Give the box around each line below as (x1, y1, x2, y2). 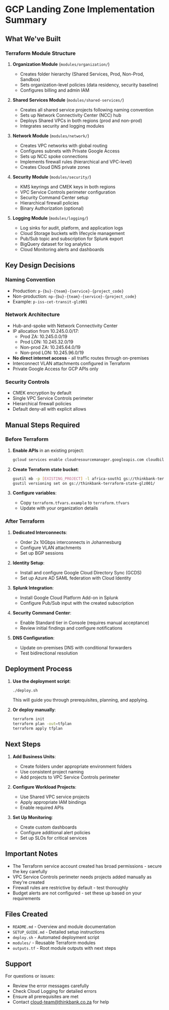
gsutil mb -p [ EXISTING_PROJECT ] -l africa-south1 (12, 476, 122, 481)
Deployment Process (5, 665, 73, 673)
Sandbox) (20, 76, 40, 82)
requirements (12, 895, 40, 901)
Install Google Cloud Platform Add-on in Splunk (20, 594, 119, 601)
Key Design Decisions (5, 261, 76, 269)
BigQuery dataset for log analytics (20, 241, 91, 247)
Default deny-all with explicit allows (12, 406, 87, 412)
